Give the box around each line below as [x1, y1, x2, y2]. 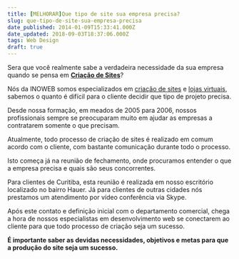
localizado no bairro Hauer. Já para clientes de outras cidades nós [7, 186, 203, 193]
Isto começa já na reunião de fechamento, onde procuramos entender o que [7, 156, 232, 165]
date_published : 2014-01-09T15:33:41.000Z [7, 24, 136, 31]
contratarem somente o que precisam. [7, 121, 120, 129]
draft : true [7, 44, 43, 51]
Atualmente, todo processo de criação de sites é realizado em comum [7, 135, 213, 143]
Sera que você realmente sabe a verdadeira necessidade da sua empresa [7, 64, 224, 71]
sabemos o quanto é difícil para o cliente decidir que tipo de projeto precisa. [7, 92, 232, 101]
